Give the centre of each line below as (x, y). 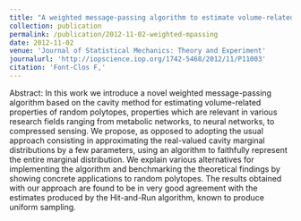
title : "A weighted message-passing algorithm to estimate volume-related (152, 17)
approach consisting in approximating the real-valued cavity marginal (138, 140)
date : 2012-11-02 (42, 42)
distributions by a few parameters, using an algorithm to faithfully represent (149, 149)
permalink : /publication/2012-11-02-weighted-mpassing (114, 34)
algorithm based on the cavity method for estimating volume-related (135, 102)
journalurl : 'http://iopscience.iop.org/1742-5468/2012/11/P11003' (138, 59)
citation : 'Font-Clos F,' (57, 68)
